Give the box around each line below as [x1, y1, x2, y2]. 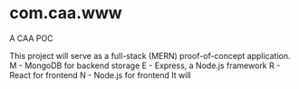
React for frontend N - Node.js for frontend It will [9, 69, 192, 80]
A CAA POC [9, 33, 53, 44]
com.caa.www [9, 3, 122, 24]
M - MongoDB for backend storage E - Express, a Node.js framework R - [9, 60, 281, 71]
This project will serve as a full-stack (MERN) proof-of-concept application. [9, 50, 291, 61]
